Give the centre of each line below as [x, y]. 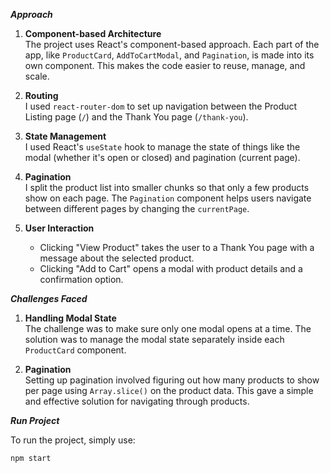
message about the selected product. [117, 258]
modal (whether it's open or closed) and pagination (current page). [162, 157]
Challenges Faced [49, 298]
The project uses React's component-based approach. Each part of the [172, 44]
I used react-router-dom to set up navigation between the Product [161, 106]
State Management [65, 136]
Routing [41, 95]
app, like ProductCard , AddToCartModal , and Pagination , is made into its [169, 55]
